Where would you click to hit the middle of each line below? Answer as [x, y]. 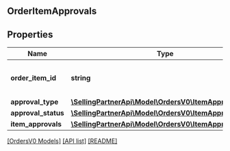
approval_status [38, 113]
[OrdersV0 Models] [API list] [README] [62, 141]
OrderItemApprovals [52, 11]
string [81, 78]
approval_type [35, 102]
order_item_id [34, 78]
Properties [30, 35]
